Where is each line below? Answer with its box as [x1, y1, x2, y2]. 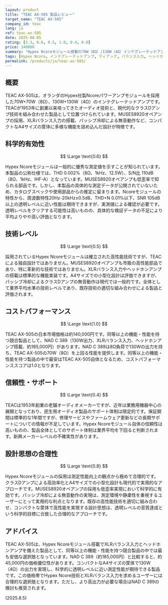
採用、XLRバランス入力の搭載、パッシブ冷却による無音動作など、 [13, 117, 149, 123]
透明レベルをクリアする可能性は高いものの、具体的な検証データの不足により [5, 207, 163, 213]
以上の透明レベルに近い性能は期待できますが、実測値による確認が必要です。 [5, 201, 162, 207]
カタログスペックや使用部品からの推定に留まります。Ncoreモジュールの [13, 188, 161, 194]
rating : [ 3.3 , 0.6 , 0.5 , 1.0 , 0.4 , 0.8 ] [5, 40, 91, 45]
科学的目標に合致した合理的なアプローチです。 [13, 511, 110, 517]
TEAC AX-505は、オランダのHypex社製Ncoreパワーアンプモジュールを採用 [5, 92, 160, 98]
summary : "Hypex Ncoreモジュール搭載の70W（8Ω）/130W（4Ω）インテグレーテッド [5, 49, 157, 54]
